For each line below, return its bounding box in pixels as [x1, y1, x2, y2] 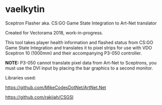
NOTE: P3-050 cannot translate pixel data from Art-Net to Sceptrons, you [5, 59, 157, 65]
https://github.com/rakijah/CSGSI [5, 94, 74, 100]
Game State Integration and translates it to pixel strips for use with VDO [5, 44, 152, 50]
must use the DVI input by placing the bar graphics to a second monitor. [5, 65, 153, 71]
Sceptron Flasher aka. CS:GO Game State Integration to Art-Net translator [5, 20, 157, 26]
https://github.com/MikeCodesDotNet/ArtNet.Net [5, 84, 106, 90]
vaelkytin [5, 3, 45, 15]
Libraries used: [5, 74, 36, 80]
